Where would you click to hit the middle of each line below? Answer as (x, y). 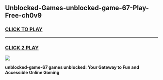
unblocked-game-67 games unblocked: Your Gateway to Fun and (72, 67)
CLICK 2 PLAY (22, 48)
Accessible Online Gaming (32, 72)
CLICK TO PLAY (24, 30)
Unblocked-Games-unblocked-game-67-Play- (77, 8)
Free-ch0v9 (24, 16)
